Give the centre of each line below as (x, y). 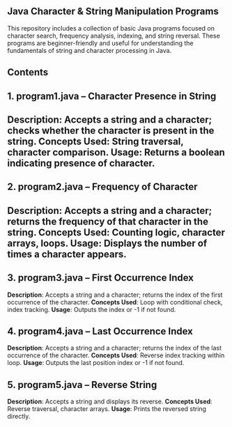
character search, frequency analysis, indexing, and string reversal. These (114, 36)
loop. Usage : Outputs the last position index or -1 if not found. (96, 363)
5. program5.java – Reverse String (82, 385)
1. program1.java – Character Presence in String (112, 96)
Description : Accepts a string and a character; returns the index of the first (115, 295)
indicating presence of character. (81, 163)
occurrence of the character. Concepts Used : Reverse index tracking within (116, 355)
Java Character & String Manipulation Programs (113, 11)
